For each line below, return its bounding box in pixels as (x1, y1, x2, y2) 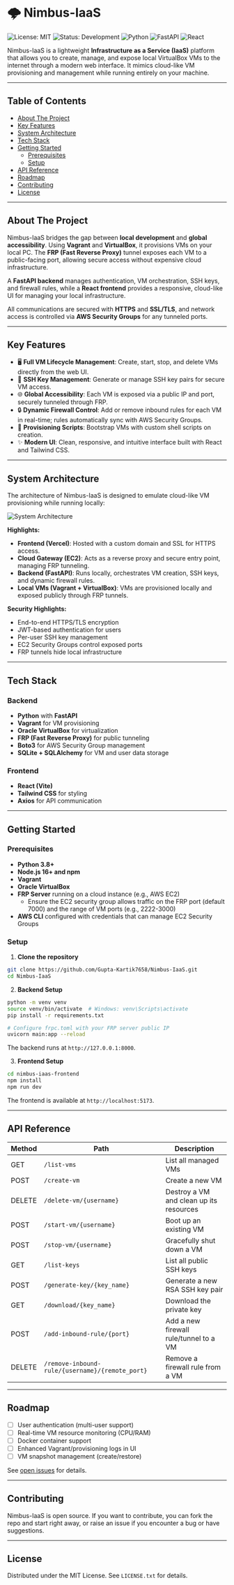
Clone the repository (17, 953, 79, 961)
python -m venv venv (7, 999, 68, 1006)
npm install (7, 1077, 42, 1085)
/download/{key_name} (44, 1301, 116, 1309)
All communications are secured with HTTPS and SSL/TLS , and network (7, 304, 215, 313)
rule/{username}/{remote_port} (44, 1367, 148, 1374)
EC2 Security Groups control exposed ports (17, 641, 143, 649)
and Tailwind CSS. (17, 446, 70, 454)
